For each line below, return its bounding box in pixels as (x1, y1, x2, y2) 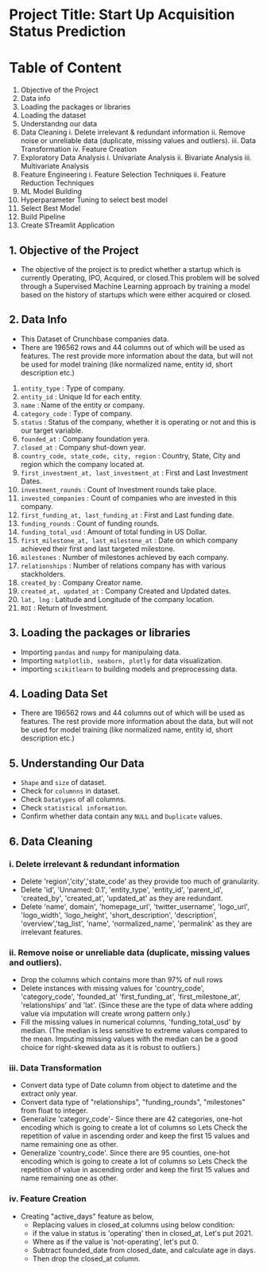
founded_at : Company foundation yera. (20, 433, 150, 443)
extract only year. (20, 1089, 78, 1098)
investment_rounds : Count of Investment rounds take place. (20, 484, 217, 494)
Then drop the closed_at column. (32, 1254, 141, 1263)
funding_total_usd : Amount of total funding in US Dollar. (20, 527, 207, 536)
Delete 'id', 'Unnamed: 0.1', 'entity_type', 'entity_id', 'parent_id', (20, 884, 223, 894)
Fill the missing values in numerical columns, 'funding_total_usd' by (20, 1017, 242, 1027)
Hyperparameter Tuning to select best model (20, 195, 168, 204)
